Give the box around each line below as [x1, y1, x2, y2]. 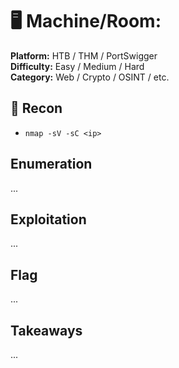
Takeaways [10, 322, 83, 339]
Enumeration [10, 156, 93, 173]
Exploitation [10, 211, 87, 228]
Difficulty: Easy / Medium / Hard [10, 60, 145, 72]
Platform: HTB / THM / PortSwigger [10, 49, 158, 62]
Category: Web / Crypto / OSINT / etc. [10, 71, 170, 83]
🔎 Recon [10, 100, 63, 117]
